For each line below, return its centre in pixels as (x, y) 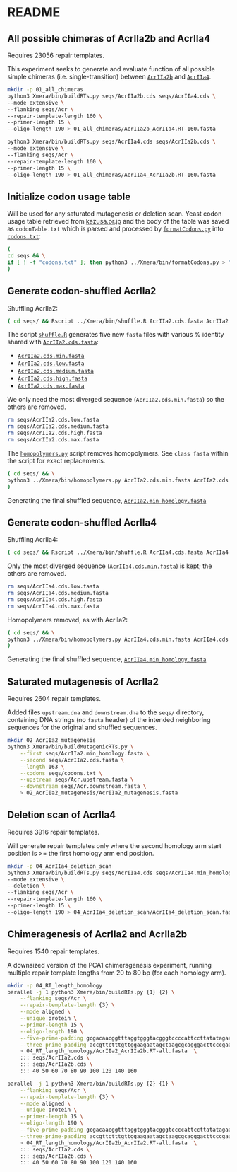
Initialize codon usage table (69, 196)
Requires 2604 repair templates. (54, 699)
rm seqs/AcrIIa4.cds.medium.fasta (58, 593)
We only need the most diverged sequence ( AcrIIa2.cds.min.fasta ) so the (116, 400)
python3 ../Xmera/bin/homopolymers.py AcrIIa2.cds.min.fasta (99, 480)
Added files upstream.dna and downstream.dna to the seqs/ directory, (106, 712)
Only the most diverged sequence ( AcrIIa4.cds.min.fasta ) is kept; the (110, 566)
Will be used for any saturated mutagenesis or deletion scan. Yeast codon (115, 214)
